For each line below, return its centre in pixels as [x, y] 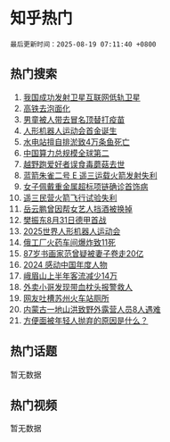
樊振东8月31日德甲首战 [65, 220]
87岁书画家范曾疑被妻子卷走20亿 [83, 253]
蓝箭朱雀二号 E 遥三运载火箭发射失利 [90, 175]
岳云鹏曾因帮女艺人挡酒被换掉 [77, 208]
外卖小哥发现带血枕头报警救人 [77, 287]
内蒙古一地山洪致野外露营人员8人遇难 [92, 309]
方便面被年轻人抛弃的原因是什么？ [85, 320]
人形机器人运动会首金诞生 [70, 130]
